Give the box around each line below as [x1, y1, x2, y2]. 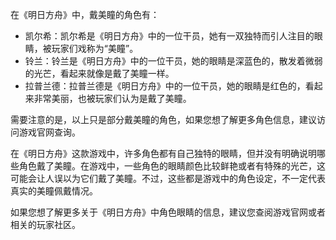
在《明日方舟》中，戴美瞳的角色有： [10, 9, 160, 20]
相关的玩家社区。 [10, 219, 81, 230]
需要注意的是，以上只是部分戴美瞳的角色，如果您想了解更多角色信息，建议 [10, 114, 317, 125]
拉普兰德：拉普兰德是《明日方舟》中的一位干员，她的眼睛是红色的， [24, 80, 306, 92]
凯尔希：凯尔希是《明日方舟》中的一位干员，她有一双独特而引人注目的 [24, 30, 315, 42]
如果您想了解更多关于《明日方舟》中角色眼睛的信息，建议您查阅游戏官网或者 [10, 206, 326, 218]
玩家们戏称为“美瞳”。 [51, 43, 139, 54]
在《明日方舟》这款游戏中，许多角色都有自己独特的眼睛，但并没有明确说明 [10, 148, 317, 159]
